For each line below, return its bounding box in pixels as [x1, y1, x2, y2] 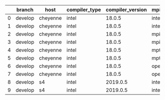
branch [16, 6, 33, 13]
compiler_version [106, 6, 147, 13]
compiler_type [66, 6, 102, 13]
